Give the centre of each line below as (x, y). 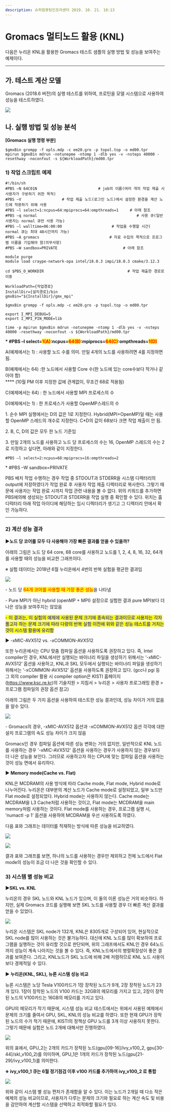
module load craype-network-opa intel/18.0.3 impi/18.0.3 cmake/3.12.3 (82, 262)
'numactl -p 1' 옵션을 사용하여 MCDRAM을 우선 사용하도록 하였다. (71, 815)
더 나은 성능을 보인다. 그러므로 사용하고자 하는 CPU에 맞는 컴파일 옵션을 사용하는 (85, 756)
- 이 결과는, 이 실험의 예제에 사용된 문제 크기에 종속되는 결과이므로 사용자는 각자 (84, 617)
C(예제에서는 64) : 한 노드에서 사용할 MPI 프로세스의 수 (60, 393)
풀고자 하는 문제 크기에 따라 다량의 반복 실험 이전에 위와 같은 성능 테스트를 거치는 (85, 624)
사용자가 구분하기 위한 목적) (31, 194)
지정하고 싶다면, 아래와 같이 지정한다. (47, 448)
